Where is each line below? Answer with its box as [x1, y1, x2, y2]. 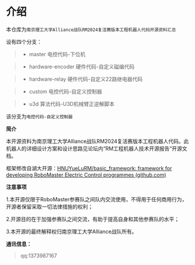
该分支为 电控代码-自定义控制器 [6, 112, 73, 120]
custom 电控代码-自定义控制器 [29, 88, 102, 95]
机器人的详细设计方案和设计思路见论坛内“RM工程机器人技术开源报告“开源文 [6, 144, 187, 152]
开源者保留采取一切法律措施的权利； [6, 203, 93, 210]
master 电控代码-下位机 [29, 50, 86, 57]
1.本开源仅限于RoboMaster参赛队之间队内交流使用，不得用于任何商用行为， [6, 195, 187, 202]
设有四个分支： [6, 38, 42, 45]
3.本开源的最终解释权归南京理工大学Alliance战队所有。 [6, 228, 137, 235]
